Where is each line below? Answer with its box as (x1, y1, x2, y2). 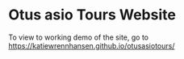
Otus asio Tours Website (8, 6, 176, 24)
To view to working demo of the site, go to (8, 32, 149, 42)
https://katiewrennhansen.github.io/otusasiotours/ (8, 40, 175, 50)
